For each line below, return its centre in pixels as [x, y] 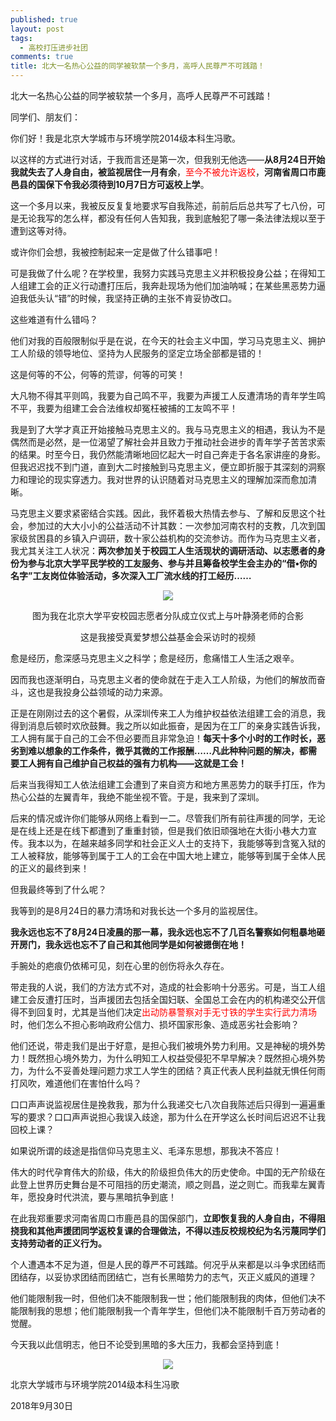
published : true [44, 19]
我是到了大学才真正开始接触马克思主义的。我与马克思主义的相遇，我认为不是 [168, 429]
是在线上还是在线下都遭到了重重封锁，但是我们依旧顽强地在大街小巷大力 [159, 830]
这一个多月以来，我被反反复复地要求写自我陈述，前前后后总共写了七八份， [163, 205]
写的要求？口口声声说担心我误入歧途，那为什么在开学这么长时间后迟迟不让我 [168, 1117]
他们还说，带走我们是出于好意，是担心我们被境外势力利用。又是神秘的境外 [163, 1045]
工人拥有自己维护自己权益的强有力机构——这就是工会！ [132, 763]
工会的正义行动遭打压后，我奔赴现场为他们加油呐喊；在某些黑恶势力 [176, 285]
